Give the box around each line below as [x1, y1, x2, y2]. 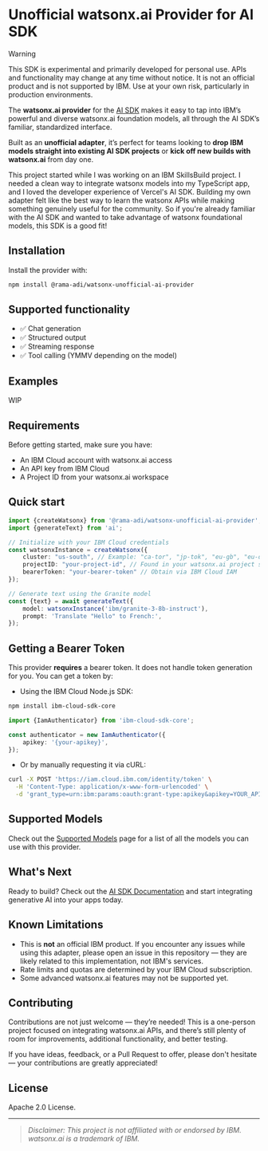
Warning [8, 49, 36, 58]
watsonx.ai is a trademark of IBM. [27, 1134, 140, 1144]
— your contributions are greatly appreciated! [8, 1058, 158, 1068]
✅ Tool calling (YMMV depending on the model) [19, 351, 178, 361]
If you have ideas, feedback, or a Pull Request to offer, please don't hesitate [8, 1050, 258, 1059]
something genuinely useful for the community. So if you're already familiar [8, 203, 256, 213]
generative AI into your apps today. [8, 895, 124, 905]
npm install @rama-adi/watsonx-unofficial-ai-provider [8, 281, 195, 289]
